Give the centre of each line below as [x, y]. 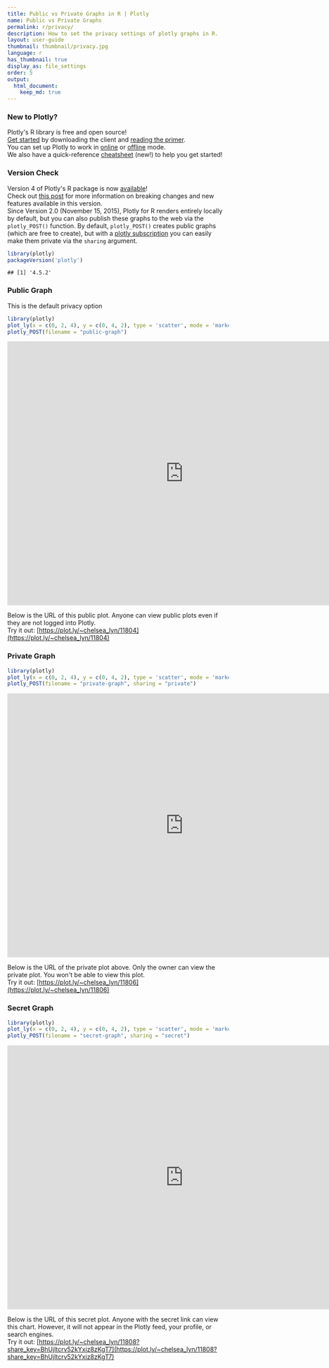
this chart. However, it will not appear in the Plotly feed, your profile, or [110, 1327]
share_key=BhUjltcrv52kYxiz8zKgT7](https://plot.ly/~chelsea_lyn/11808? [112, 1350]
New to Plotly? [33, 117]
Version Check [33, 173]
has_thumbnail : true [38, 60]
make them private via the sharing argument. [72, 241]
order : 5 [20, 73]
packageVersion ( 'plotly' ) [45, 260]
